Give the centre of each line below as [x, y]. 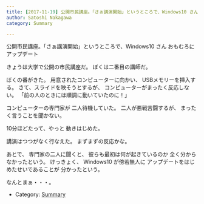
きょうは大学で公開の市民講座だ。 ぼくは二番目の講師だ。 [79, 67]
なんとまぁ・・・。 [30, 182]
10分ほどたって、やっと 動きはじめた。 [55, 129]
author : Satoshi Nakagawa [39, 18]
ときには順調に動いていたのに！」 [87, 95]
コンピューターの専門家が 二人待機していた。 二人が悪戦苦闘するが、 [93, 108]
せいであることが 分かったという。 [60, 169]
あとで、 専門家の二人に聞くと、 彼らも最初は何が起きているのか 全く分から [101, 154]
